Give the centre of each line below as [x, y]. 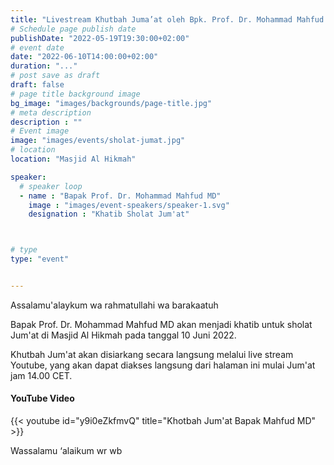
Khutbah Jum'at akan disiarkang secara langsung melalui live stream [152, 354]
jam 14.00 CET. [41, 375]
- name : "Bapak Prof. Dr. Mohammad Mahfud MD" [120, 196]
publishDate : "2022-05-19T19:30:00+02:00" [100, 38]
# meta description [51, 112]
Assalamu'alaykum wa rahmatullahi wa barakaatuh [114, 305]
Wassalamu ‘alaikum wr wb [66, 451]
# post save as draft [55, 76]
